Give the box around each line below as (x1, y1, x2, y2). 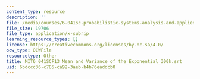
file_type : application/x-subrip (6, 31, 89, 37)
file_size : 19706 (6, 25, 49, 31)
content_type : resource (6, 8, 65, 15)
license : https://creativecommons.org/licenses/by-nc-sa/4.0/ (6, 42, 164, 48)
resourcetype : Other (6, 53, 58, 59)
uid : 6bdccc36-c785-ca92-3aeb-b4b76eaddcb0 (6, 64, 116, 70)
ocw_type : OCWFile (6, 48, 52, 53)
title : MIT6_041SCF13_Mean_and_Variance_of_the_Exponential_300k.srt (6, 58, 183, 64)
